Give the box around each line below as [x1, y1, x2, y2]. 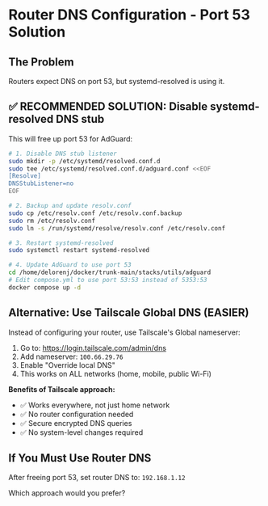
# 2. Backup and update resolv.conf [8, 202, 132, 210]
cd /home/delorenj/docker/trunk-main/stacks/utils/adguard [8, 268, 211, 276]
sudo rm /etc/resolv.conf [8, 217, 95, 225]
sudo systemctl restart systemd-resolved [8, 247, 150, 255]
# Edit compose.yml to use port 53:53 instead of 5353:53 [8, 276, 207, 285]
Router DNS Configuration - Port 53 [8, 6, 250, 24]
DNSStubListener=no [8, 179, 74, 188]
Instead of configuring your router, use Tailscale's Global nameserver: [8, 327, 241, 337]
